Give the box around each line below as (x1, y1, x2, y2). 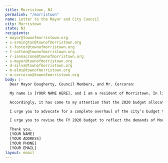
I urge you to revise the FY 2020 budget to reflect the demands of (9, 118, 155, 123)
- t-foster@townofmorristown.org (5, 44, 75, 49)
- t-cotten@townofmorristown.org (5, 49, 75, 54)
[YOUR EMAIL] (9, 145, 37, 150)
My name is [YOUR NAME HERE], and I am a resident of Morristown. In (9, 90, 157, 95)
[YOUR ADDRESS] (9, 136, 41, 141)
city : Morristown (5, 21, 41, 26)
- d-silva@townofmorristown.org (5, 63, 72, 68)
